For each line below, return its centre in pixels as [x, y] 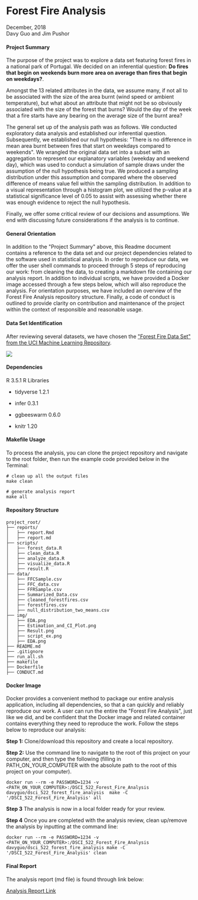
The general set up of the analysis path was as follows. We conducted [92, 127]
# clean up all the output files [47, 476]
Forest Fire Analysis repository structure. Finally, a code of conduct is [91, 297]
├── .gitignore [25, 652]
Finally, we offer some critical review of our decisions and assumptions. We [98, 214]
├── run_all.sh [25, 657]
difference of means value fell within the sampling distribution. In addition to [98, 184]
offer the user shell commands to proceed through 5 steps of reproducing [96, 266]
